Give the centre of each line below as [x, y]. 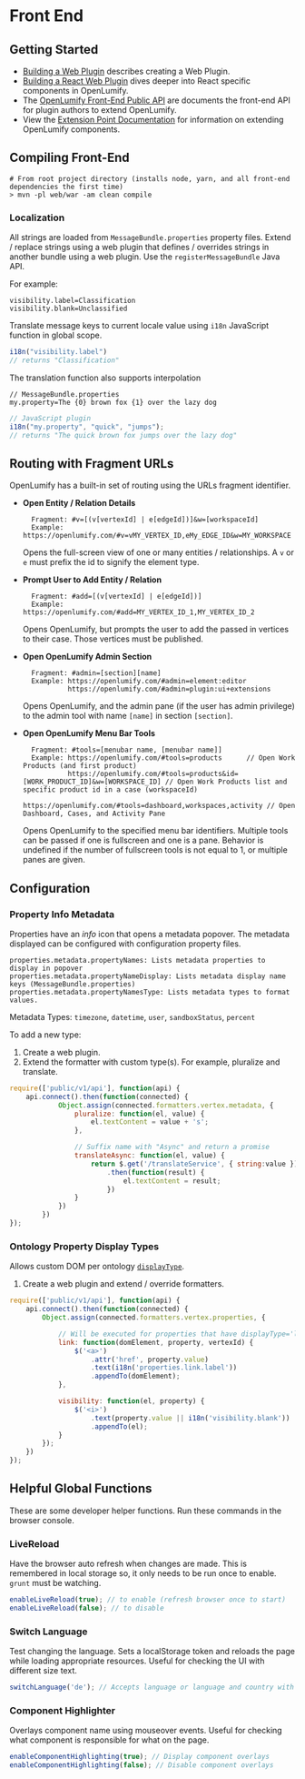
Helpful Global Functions [81, 1489]
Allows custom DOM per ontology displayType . [97, 1267]
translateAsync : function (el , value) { [149, 1156]
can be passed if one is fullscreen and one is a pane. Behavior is [143, 840]
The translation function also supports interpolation [105, 378]
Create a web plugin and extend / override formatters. [123, 1284]
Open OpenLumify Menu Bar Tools [89, 733]
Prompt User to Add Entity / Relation [92, 580]
